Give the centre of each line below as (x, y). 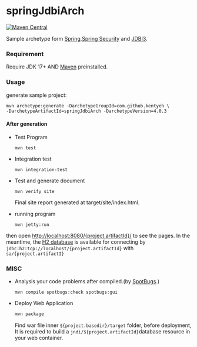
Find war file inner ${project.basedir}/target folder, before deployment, (103, 325)
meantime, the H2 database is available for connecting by (76, 242)
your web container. (39, 338)
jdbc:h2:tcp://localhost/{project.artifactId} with (70, 248)
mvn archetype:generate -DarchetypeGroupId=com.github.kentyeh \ (88, 106)
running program (35, 214)
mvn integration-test (41, 169)
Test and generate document (50, 181)
